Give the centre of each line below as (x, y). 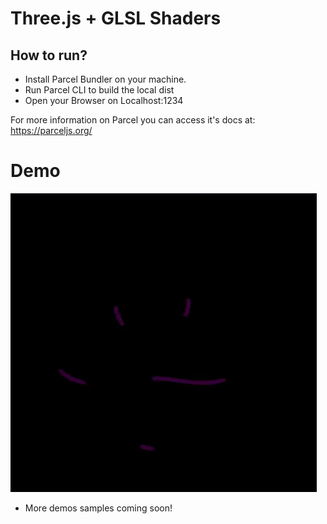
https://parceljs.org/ (51, 130)
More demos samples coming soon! (98, 508)
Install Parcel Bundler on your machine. (105, 79)
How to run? (49, 55)
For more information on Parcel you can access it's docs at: (133, 120)
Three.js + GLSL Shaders (116, 18)
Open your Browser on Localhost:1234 (104, 100)
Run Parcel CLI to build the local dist (99, 90)
